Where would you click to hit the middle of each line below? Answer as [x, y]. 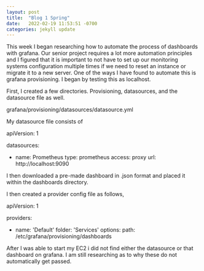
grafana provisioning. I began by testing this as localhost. [79, 79]
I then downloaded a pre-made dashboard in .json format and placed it [96, 176]
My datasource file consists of [45, 122]
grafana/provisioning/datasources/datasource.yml [70, 110]
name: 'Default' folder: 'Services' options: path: [75, 230]
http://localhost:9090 [42, 164]
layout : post [23, 12]
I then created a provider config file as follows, [65, 194]
